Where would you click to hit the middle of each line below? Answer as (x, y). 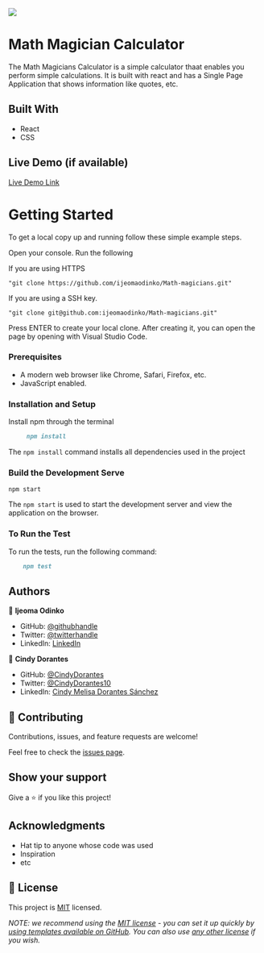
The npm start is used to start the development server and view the (120, 505)
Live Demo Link (34, 182)
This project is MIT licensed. (55, 907)
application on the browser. (54, 513)
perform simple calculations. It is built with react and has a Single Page (126, 75)
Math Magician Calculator (97, 45)
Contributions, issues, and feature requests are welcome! (103, 737)
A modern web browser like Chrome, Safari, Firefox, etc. (113, 374)
